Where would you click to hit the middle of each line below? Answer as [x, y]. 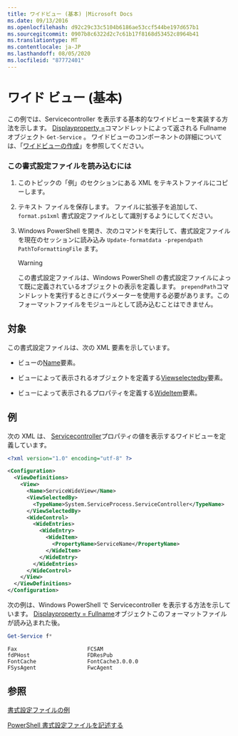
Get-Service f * [30, 636]
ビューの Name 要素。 [48, 362]
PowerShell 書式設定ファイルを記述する [65, 725]
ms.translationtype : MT [43, 41]
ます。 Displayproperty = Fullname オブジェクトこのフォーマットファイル [120, 614]
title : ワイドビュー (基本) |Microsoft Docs [70, 14]
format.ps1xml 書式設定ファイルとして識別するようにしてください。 [117, 215]
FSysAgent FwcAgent [60, 668]
